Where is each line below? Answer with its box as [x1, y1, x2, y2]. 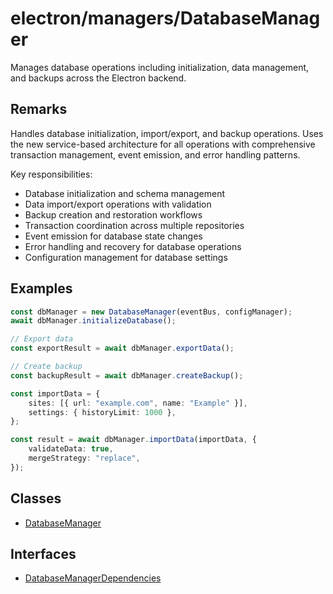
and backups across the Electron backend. [10, 72, 187, 84]
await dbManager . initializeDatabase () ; [10, 316, 177, 326]
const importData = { [10, 388, 101, 399]
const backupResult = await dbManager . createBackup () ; [10, 370, 244, 381]
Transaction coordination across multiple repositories [24, 219, 245, 231]
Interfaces [10, 546, 77, 563]
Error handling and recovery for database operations [24, 240, 242, 252]
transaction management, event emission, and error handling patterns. [10, 148, 301, 161]
